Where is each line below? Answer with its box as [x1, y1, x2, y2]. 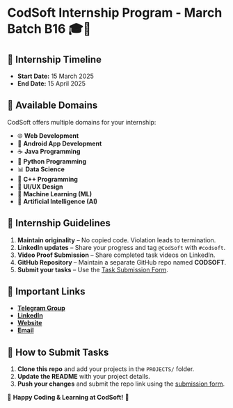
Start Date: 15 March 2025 [17, 72, 94, 80]
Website [17, 319, 42, 327]
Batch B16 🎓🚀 [7, 21, 92, 37]
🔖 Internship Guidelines [7, 217, 111, 229]
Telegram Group [17, 304, 66, 313]
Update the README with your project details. [17, 372, 151, 381]
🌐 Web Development [17, 131, 79, 140]
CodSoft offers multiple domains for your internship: [7, 118, 156, 126]
